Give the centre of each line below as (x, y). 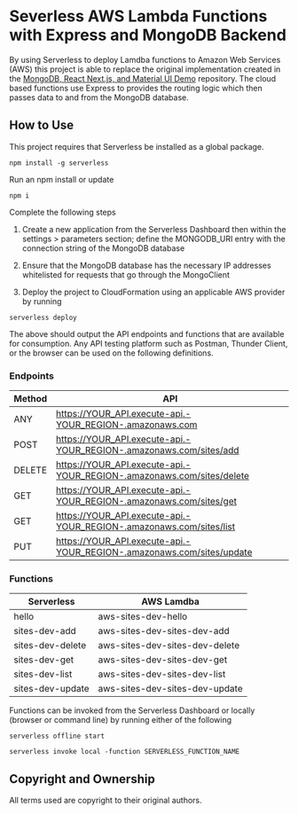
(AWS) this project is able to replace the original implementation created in (145, 69)
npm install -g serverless (59, 163)
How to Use (42, 125)
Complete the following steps (63, 212)
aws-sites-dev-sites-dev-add (164, 631)
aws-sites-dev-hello (143, 616)
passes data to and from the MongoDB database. (99, 97)
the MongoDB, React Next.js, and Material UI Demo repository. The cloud (143, 78)
